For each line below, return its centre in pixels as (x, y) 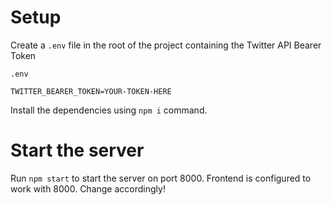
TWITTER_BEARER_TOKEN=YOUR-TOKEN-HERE (91, 91)
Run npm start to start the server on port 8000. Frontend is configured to (161, 178)
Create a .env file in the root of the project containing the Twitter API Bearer (166, 45)
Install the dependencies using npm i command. (109, 110)
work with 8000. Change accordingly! (88, 188)
